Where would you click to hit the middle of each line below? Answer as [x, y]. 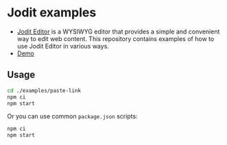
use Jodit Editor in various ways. [63, 46]
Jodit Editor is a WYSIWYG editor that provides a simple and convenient [118, 31]
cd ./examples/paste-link [44, 90]
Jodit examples [52, 13]
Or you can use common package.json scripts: [73, 116]
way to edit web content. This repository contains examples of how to [116, 38]
